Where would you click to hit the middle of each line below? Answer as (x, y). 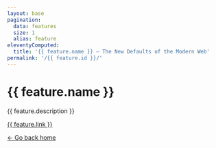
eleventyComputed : (33, 45)
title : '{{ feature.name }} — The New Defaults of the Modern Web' (112, 52)
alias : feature (35, 39)
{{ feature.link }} (30, 124)
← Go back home (32, 137)
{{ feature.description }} (41, 111)
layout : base (26, 13)
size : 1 (24, 33)
